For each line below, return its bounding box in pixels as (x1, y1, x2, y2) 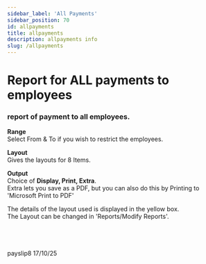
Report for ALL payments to (7, 72, 170, 88)
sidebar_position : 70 (7, 17, 70, 24)
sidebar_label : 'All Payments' (7, 10, 98, 17)
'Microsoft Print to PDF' (7, 192, 74, 200)
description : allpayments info (7, 36, 98, 43)
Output (7, 170, 28, 178)
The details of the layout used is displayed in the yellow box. (7, 205, 180, 213)
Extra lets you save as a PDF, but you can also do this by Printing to (7, 184, 200, 192)
